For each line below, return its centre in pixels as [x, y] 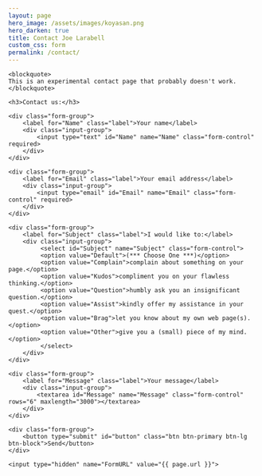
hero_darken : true [39, 30]
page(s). [236, 318]
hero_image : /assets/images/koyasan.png [76, 23]
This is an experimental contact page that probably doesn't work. [123, 81]
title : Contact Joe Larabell [57, 38]
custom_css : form [37, 45]
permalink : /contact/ [44, 53]
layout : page [30, 16]
